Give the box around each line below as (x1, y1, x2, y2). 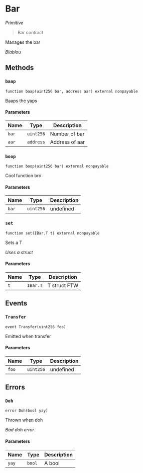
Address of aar (50, 138, 85, 145)
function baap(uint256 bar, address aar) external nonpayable (5, 89, 138, 94)
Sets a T (5, 240, 23, 246)
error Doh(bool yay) (5, 408, 49, 413)
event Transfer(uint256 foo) (5, 324, 66, 330)
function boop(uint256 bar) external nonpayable (5, 164, 109, 169)
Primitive (5, 20, 24, 26)
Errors (5, 383, 25, 391)
